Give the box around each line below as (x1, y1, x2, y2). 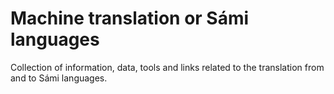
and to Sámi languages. (10, 72, 108, 84)
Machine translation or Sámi (10, 7, 250, 30)
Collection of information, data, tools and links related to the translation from (10, 61, 325, 73)
